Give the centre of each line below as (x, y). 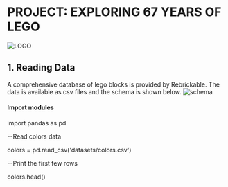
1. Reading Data (41, 68)
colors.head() (27, 177)
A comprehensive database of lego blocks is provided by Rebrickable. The (114, 84)
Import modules (30, 107)
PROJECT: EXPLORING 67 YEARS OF (114, 12)
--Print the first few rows (43, 163)
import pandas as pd (37, 123)
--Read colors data (34, 136)
